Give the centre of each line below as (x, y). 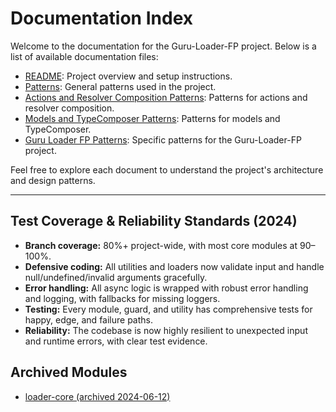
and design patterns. (53, 180)
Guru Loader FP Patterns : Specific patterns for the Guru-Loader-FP (163, 139)
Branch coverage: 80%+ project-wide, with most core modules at (161, 245)
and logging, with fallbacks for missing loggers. (122, 298)
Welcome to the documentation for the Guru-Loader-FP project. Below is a (163, 46)
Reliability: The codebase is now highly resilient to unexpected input (166, 330)
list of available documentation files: (84, 56)
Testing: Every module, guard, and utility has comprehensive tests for (168, 309)
